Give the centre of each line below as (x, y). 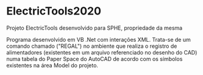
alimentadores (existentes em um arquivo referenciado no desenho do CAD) (102, 52)
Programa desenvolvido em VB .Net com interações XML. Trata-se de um (98, 39)
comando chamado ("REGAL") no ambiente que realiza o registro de (92, 46)
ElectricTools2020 (54, 11)
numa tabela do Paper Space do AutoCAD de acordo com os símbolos (94, 59)
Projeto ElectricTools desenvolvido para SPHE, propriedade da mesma (94, 28)
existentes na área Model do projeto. (52, 65)
